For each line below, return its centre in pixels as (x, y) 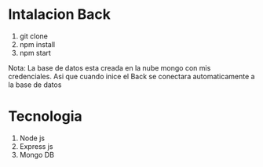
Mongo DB (37, 154)
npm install (37, 44)
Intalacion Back (60, 15)
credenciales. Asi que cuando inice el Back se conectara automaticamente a (131, 76)
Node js (32, 138)
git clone (34, 36)
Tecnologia (45, 116)
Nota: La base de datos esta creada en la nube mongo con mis (110, 67)
